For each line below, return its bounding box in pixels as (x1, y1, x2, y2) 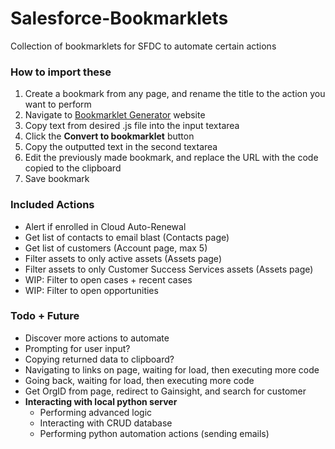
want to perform (24, 98, 92, 111)
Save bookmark (24, 173, 90, 185)
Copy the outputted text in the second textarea (24, 141, 218, 153)
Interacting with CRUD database (39, 417, 173, 429)
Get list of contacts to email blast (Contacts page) (24, 231, 230, 243)
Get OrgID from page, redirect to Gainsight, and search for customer (24, 385, 307, 397)
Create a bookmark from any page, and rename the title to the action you (24, 88, 326, 100)
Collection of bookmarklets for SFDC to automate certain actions (10, 40, 277, 52)
